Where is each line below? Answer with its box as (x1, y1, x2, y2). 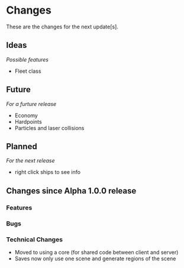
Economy (14, 112, 38, 119)
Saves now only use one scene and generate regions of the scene (14, 255, 176, 262)
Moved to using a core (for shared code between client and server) (14, 248, 179, 256)
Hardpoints (14, 118, 43, 125)
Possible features (6, 56, 49, 63)
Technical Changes (6, 235, 63, 243)
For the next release (6, 157, 55, 164)
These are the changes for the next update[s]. (6, 23, 118, 30)
